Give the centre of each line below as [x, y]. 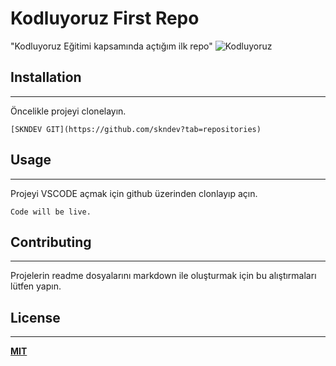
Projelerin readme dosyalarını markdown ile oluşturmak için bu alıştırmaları [163, 276]
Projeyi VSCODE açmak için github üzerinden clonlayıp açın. [134, 193]
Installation [46, 77]
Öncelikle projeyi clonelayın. [68, 111]
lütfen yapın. [36, 286]
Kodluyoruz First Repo [105, 18]
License [35, 317]
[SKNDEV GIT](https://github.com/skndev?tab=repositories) [136, 129]
